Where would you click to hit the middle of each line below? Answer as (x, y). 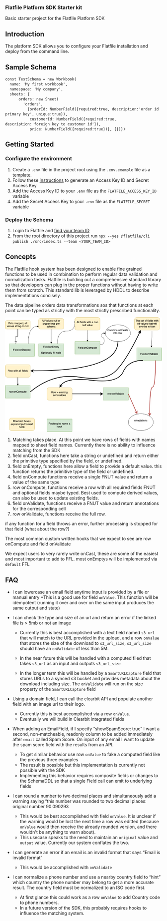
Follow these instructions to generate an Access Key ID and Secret (81, 180)
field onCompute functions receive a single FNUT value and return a (82, 477)
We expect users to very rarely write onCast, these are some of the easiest (82, 554)
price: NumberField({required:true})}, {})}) (78, 129)
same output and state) (36, 608)
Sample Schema (31, 67)
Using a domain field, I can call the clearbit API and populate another (83, 699)
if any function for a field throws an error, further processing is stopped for (82, 524)
